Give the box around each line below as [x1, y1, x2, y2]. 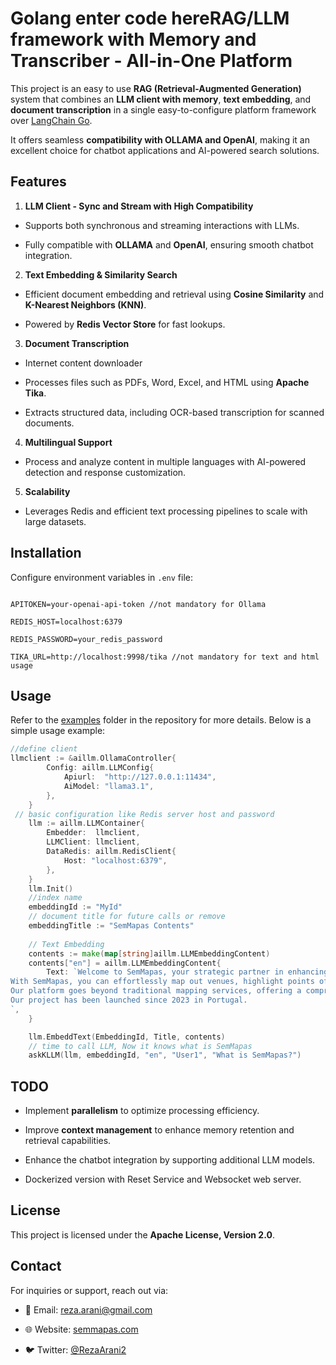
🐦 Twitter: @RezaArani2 [24, 1343, 127, 1356]
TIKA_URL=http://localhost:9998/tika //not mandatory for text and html [10, 652, 320, 662]
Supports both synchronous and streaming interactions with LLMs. [24, 219, 300, 231]
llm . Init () [28, 883, 74, 894]
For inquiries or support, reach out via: [10, 1284, 169, 1296]
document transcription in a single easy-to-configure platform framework [10, 103, 317, 116]
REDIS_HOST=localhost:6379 [10, 617, 123, 627]
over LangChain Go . [10, 114, 93, 126]
